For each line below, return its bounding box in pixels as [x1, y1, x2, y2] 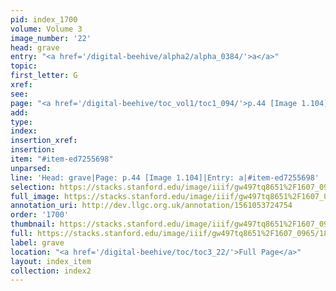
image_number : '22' [10, 33, 92, 43]
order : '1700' [10, 210, 70, 220]
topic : [10, 61, 38, 71]
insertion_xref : [10, 136, 78, 146]
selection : [10, 182, 56, 192]
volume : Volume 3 [10, 24, 83, 34]
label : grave [10, 237, 65, 248]
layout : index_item [10, 256, 92, 266]
